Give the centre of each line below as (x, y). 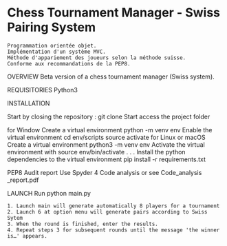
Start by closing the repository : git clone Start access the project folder (109, 116)
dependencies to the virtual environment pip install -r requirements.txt (107, 159)
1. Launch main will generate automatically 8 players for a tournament (113, 206)
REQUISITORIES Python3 (42, 90)
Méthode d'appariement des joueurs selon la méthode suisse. (97, 58)
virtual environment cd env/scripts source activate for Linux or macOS (107, 137)
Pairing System (52, 27)
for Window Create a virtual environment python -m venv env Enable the (110, 130)
